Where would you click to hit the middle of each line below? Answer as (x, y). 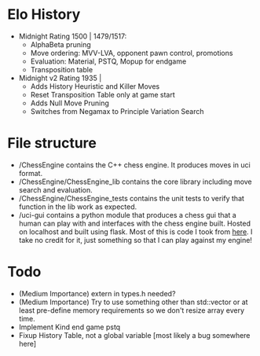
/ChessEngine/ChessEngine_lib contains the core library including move (135, 182)
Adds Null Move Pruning (70, 103)
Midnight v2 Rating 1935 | (60, 78)
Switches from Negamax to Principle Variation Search (117, 111)
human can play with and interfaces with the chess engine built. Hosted (134, 223)
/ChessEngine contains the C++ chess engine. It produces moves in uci (134, 165)
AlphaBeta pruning (60, 44)
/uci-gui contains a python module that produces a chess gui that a (127, 215)
